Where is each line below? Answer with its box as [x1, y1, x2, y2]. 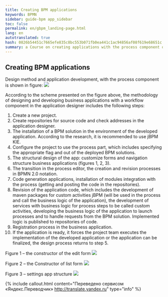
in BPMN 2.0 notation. [12, 171, 58, 177]
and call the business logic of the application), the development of [12, 197, 149, 203]
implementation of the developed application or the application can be [12, 235, 157, 241]
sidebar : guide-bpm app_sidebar [5, 17, 72, 22]
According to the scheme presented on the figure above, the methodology [5, 92, 158, 98]
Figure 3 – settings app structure [5, 271, 72, 277]
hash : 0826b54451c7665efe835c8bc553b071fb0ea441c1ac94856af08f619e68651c [5, 40, 162, 45]
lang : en [5, 31, 23, 36]
